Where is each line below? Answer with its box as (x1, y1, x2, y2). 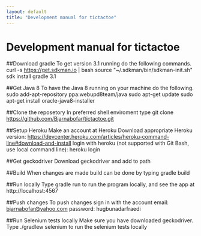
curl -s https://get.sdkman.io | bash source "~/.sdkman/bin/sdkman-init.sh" (6, 67, 193, 74)
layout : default (6, 8, 47, 15)
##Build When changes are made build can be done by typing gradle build (6, 169, 190, 177)
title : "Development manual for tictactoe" (6, 14, 117, 20)
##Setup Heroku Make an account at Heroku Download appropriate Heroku (6, 127, 193, 134)
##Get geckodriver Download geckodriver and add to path (6, 157, 151, 165)
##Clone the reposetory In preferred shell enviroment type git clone (6, 109, 174, 116)
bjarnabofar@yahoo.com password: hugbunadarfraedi (6, 205, 141, 213)
